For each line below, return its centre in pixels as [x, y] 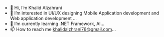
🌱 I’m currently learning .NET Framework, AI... [57, 23]
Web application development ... [43, 18]
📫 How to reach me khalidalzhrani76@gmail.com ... [63, 29]
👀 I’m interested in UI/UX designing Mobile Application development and [85, 13]
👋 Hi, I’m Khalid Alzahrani [36, 8]
